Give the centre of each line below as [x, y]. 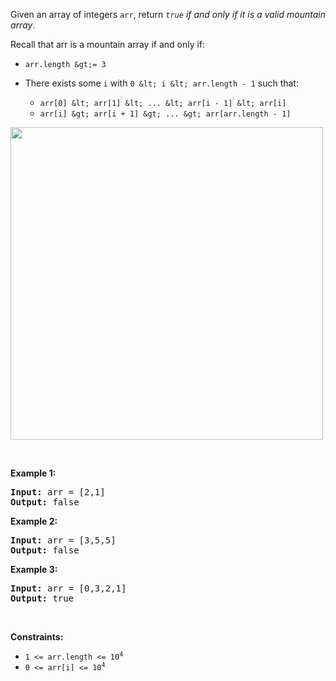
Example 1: [33, 473]
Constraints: [37, 637]
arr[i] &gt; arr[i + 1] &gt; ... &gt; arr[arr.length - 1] [165, 114]
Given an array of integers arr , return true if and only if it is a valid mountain [168, 14]
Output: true [42, 598]
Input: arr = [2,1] [58, 492]
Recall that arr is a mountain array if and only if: [108, 44]
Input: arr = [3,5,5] [63, 540]
